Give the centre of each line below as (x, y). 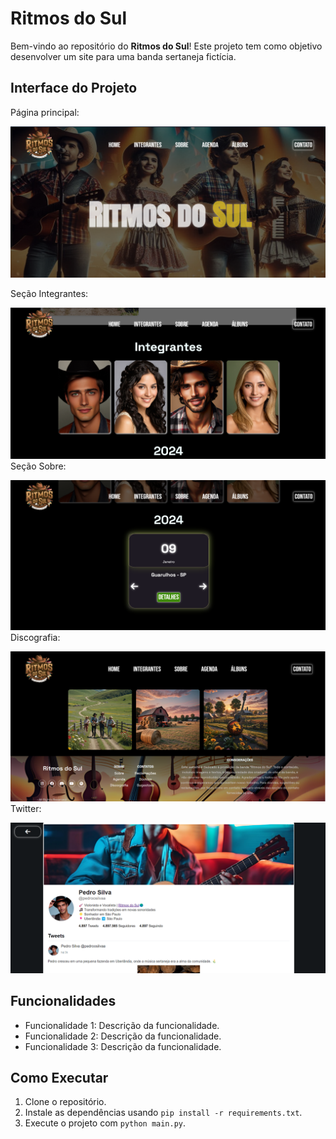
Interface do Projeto (74, 88)
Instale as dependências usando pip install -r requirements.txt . (163, 1113)
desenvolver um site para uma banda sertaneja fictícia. (123, 56)
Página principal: (45, 112)
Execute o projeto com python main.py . (105, 1123)
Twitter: (26, 808)
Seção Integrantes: (49, 294)
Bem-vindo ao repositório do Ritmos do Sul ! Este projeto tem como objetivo (166, 46)
